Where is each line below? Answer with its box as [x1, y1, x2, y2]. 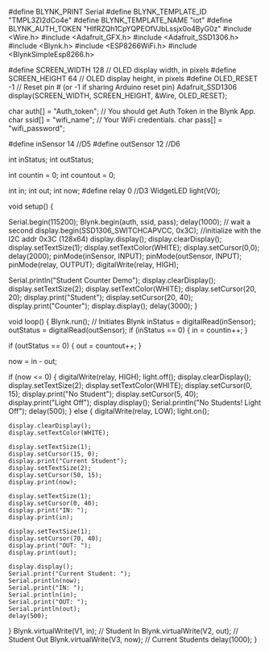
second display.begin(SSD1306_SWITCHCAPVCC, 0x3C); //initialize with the [8, 225, 262, 235]
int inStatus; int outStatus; [8, 155, 94, 164]
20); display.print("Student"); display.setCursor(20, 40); [8, 293, 193, 302]
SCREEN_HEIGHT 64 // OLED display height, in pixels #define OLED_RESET [8, 74, 259, 83]
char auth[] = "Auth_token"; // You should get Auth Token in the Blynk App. [8, 106, 256, 116]
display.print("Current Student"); [8, 457, 128, 465]
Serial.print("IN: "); [8, 584, 85, 592]
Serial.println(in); [8, 591, 78, 599]
